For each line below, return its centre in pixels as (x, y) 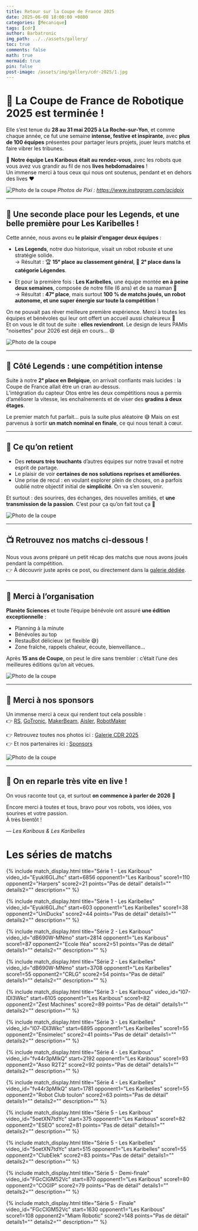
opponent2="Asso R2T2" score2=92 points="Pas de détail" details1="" (92, 1064)
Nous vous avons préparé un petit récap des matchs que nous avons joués (97, 557)
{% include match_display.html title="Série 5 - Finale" (71, 1203)
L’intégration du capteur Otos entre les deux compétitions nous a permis (94, 393)
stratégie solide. (34, 255)
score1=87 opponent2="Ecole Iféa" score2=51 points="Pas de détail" (90, 944)
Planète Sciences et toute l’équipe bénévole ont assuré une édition (88, 611)
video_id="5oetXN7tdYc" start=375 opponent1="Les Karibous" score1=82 (96, 1119)
